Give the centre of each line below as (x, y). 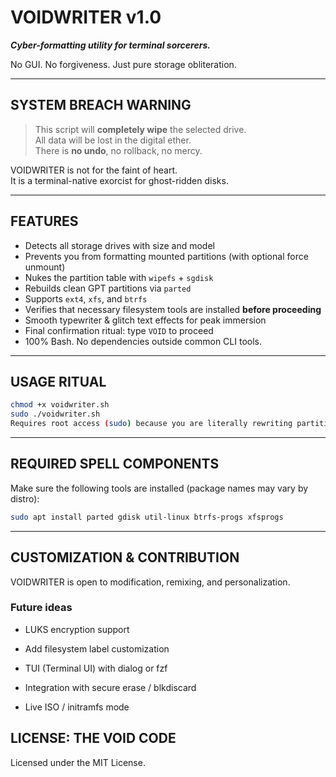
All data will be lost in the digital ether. (113, 140)
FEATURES (44, 221)
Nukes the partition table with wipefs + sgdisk (119, 277)
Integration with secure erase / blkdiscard (110, 687)
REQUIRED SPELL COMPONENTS (115, 464)
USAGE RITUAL (58, 381)
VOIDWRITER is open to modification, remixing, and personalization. (150, 582)
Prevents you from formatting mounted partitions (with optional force (166, 256)
